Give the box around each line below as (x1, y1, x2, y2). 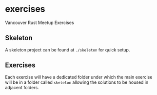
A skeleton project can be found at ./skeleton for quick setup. (5, 47, 130, 52)
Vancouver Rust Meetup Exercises (5, 20, 74, 25)
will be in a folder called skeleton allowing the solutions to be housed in (5, 79, 149, 85)
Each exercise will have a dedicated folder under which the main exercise (5, 74, 153, 80)
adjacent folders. (5, 84, 39, 90)
